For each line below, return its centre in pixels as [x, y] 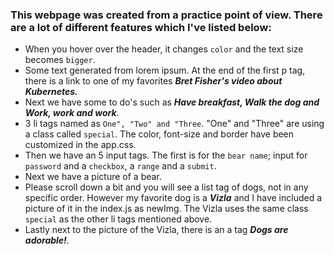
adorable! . [47, 240]
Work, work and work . [72, 113]
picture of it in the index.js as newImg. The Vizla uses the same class [166, 209]
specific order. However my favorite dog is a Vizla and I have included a [173, 198]
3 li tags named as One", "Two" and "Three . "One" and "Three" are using [174, 124]
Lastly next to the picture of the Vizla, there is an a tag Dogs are [156, 230]
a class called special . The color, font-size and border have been [159, 134]
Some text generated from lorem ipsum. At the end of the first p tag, [165, 70]
